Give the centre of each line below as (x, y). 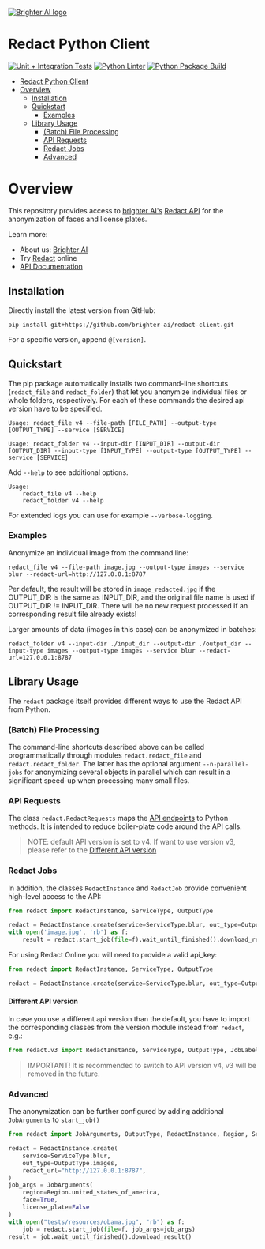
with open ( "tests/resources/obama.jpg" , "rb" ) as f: (97, 1222)
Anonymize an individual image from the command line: (99, 552)
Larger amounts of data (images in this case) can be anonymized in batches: (132, 629)
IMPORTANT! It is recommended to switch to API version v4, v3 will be (142, 1065)
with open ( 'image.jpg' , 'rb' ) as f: (68, 932)
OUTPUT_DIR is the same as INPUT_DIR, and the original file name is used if (131, 597)
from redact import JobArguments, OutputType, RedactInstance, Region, (128, 1134)
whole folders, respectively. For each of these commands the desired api (127, 400)
